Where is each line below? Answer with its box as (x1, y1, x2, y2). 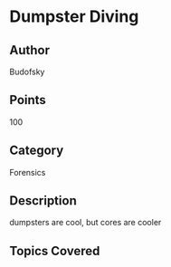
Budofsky (9, 66, 45, 77)
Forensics (9, 167, 46, 177)
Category (9, 143, 64, 158)
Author (9, 43, 50, 58)
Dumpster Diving (9, 6, 139, 27)
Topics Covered (9, 243, 100, 259)
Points (9, 92, 47, 108)
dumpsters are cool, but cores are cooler (9, 217, 162, 228)
